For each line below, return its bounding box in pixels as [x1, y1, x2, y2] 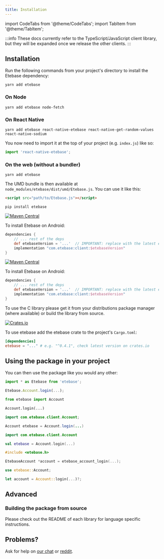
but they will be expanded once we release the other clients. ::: [5, 40, 131, 47]
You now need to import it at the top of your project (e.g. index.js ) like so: [5, 140, 154, 146]
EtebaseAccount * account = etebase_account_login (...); [5, 459, 121, 464]
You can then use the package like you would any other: [5, 370, 118, 376]
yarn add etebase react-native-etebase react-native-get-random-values [5, 127, 154, 132]
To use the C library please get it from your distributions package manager [5, 305, 155, 311]
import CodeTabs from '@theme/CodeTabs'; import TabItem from [5, 21, 136, 26]
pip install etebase [5, 204, 47, 210]
